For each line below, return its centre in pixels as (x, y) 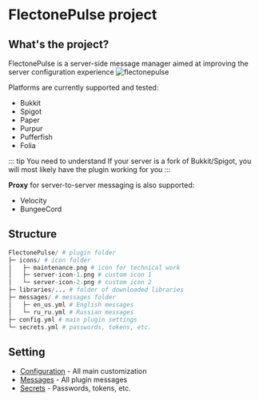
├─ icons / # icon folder (50, 260)
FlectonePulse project (83, 15)
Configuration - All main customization (83, 371)
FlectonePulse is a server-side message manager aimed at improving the (129, 63)
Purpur (31, 128)
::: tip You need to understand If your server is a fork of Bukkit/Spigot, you (130, 161)
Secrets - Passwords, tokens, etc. (76, 388)
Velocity (33, 200)
